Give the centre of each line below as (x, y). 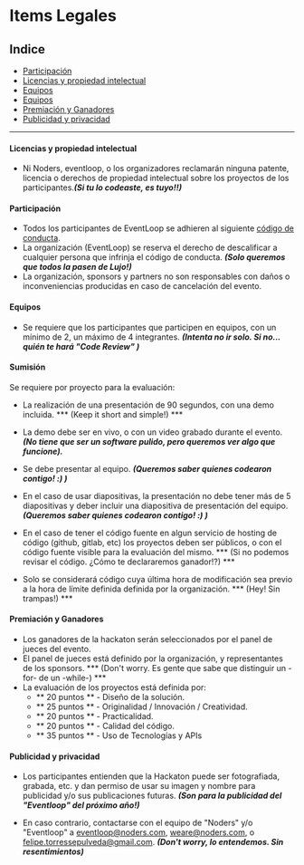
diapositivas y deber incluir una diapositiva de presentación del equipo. (155, 505)
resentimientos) (53, 851)
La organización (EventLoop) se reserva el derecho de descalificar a (150, 248)
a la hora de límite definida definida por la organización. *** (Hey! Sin (151, 589)
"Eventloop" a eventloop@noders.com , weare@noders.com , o (138, 832)
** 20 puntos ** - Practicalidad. (95, 716)
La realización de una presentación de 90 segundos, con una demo (148, 405)
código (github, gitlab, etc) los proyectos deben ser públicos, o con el (152, 542)
